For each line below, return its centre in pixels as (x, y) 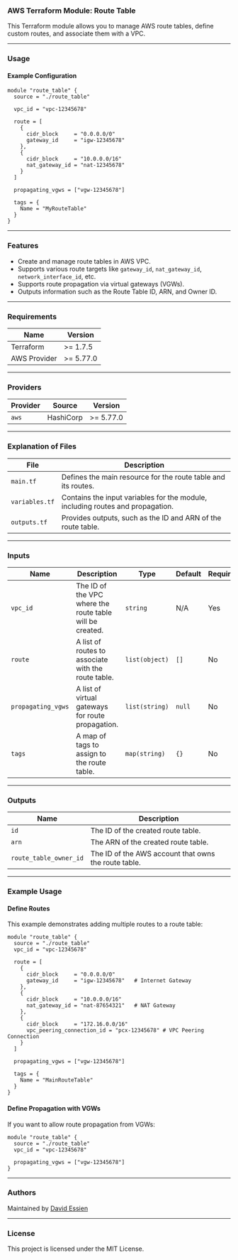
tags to (87, 745)
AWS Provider (34, 359)
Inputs (19, 555)
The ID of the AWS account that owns (153, 854)
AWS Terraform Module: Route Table (72, 11)
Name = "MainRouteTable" (57, 1080)
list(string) (147, 706)
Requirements (32, 316)
